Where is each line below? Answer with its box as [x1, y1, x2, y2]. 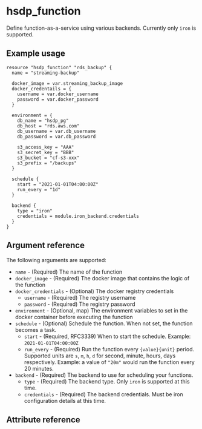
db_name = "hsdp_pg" [17, 117, 69, 124]
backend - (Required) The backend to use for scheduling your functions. [15, 371, 194, 379]
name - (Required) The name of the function [15, 268, 123, 275]
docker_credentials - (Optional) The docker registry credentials [15, 287, 174, 295]
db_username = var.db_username [17, 128, 96, 134]
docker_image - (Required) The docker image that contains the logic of [15, 274, 190, 282]
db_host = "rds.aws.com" [17, 123, 80, 129]
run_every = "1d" [17, 186, 61, 192]
